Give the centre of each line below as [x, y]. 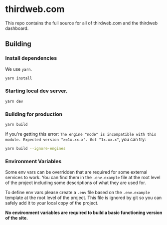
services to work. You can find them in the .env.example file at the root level [83, 178]
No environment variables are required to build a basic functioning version [84, 213]
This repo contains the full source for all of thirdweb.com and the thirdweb [82, 23]
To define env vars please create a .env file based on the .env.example [78, 193]
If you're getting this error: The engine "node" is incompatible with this [81, 134]
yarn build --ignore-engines [35, 148]
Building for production [34, 114]
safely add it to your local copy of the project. [52, 203]
